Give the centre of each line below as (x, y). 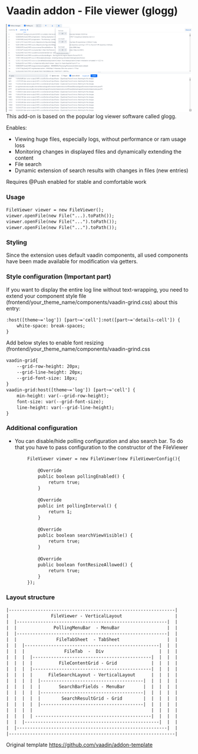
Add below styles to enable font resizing (55, 342)
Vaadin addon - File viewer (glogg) (92, 11)
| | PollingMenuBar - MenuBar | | (92, 628)
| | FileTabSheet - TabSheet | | (92, 640)
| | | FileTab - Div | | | (92, 652)
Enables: (17, 127)
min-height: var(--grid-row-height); (63, 396)
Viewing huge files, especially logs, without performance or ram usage (100, 139)
